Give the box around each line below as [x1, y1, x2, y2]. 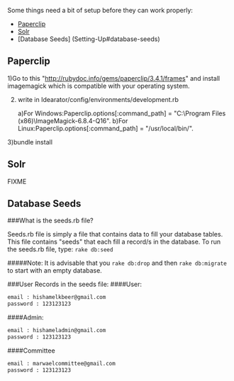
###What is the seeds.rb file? [7, 216, 94, 225]
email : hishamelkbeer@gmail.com [7, 294, 106, 301]
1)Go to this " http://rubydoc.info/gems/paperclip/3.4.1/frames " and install [7, 74, 221, 82]
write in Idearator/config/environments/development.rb [17, 95, 179, 103]
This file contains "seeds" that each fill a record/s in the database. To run [7, 237, 221, 246]
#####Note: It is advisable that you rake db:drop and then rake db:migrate [7, 258, 227, 268]
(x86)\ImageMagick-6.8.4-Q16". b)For [17, 116, 128, 125]
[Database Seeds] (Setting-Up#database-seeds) [17, 35, 160, 43]
